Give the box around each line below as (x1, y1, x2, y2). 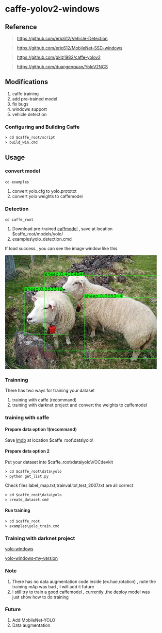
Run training (5, 507, 31, 513)
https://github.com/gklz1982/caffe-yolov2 (16, 54, 101, 60)
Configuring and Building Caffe (5, 123, 80, 130)
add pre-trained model (12, 96, 57, 101)
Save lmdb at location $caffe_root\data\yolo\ (5, 437, 94, 443)
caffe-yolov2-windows (5, 3, 100, 15)
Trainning (5, 377, 28, 383)
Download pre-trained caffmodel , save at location (12, 226, 113, 232)
